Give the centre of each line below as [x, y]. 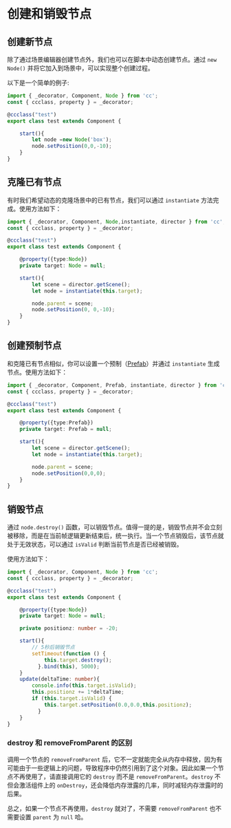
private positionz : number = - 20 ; [69, 628]
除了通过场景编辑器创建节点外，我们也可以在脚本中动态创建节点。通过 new [112, 60]
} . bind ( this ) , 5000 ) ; [68, 666]
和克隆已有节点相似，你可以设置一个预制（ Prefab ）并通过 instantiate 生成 [113, 363]
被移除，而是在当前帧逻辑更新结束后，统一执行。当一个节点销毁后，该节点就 [115, 536]
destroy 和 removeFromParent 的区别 [70, 743]
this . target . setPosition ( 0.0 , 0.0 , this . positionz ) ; [118, 705]
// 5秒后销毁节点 [54, 648]
